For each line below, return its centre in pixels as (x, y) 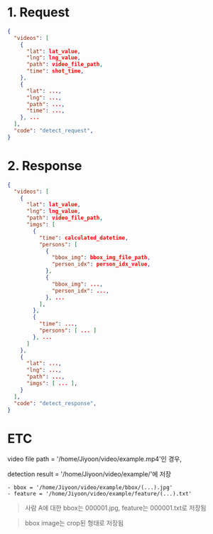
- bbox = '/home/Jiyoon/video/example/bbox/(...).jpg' (90, 488)
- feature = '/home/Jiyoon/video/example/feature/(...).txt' (100, 494)
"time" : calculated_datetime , (84, 238)
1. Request (38, 12)
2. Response (45, 166)
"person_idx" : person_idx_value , (102, 264)
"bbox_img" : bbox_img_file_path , (102, 258)
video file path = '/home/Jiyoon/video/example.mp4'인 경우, (95, 459)
